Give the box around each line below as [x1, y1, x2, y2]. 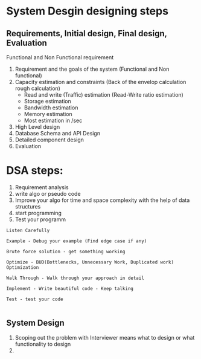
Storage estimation [24, 98, 71, 105]
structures [14, 202, 41, 210]
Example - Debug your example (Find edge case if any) [6, 238, 147, 244]
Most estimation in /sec [24, 117, 83, 124]
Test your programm [14, 216, 66, 223]
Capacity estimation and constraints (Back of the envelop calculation [14, 79, 187, 85]
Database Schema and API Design [14, 130, 101, 137]
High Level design [14, 123, 60, 131]
